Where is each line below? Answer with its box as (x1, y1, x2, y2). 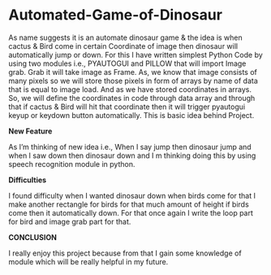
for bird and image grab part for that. (8, 216, 131, 226)
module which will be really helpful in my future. (8, 256, 169, 266)
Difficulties (8, 175, 47, 185)
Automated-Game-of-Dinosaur (8, 6, 223, 24)
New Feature (8, 126, 53, 136)
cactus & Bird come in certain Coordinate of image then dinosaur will (8, 41, 238, 50)
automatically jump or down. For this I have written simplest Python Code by (8, 50, 264, 59)
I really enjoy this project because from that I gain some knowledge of (8, 248, 242, 258)
